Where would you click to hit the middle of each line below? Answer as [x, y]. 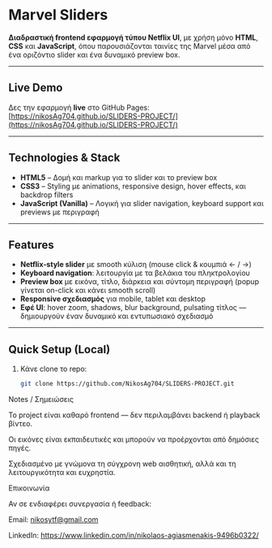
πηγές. [20, 448]
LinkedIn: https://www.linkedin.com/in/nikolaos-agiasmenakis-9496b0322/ [134, 535]
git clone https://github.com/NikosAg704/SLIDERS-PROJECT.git [127, 384]
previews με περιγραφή [59, 212]
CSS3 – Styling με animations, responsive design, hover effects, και [133, 186]
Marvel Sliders [58, 15]
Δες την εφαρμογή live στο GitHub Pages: [79, 107]
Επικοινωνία [29, 488]
